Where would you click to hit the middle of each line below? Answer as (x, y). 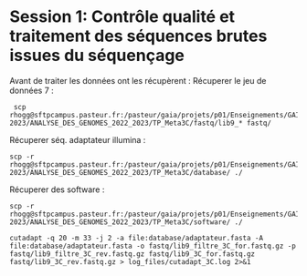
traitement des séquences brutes (138, 36)
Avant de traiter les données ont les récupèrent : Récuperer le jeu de (138, 80)
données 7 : (32, 90)
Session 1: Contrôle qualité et (122, 17)
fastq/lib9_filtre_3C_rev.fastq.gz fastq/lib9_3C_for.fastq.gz (132, 254)
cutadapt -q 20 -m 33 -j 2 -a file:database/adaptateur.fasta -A (136, 238)
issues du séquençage (97, 56)
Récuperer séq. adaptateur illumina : (78, 139)
